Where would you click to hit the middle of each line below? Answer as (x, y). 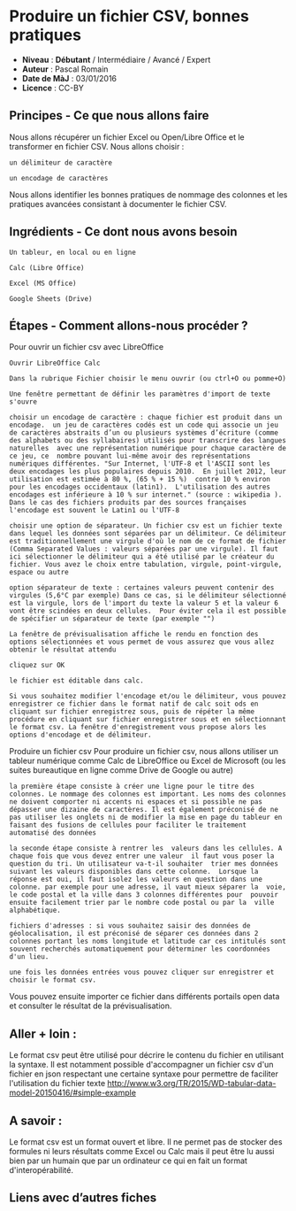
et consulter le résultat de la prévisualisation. (91, 1006)
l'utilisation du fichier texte (57, 1084)
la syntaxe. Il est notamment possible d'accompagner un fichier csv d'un (141, 1065)
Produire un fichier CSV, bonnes (129, 16)
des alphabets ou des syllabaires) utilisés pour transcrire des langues (148, 441)
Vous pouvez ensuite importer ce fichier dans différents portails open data (144, 997)
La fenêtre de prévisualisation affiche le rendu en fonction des (134, 635)
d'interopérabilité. (41, 1170)
